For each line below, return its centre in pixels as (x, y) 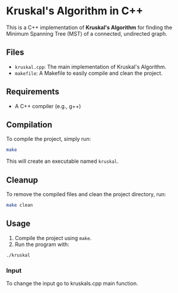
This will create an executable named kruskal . (62, 161)
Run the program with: (42, 244)
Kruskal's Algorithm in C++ (75, 11)
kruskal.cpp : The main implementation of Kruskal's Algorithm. (90, 67)
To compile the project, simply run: (49, 139)
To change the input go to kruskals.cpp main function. (72, 283)
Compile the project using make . (53, 238)
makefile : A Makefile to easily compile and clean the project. (89, 73)
